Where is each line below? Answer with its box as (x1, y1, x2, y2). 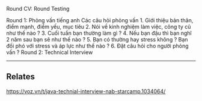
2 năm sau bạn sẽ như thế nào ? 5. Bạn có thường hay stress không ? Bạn (6, 36, 188, 43)
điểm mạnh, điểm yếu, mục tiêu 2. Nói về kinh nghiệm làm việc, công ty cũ (6, 23, 191, 30)
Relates (6, 72, 35, 82)
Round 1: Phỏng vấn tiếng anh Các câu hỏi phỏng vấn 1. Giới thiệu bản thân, (6, 17, 194, 23)
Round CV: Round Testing (6, 5, 70, 12)
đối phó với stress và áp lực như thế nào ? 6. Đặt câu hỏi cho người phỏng (6, 42, 189, 49)
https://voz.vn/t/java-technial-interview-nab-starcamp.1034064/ (6, 87, 166, 95)
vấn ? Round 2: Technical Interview (6, 49, 93, 56)
